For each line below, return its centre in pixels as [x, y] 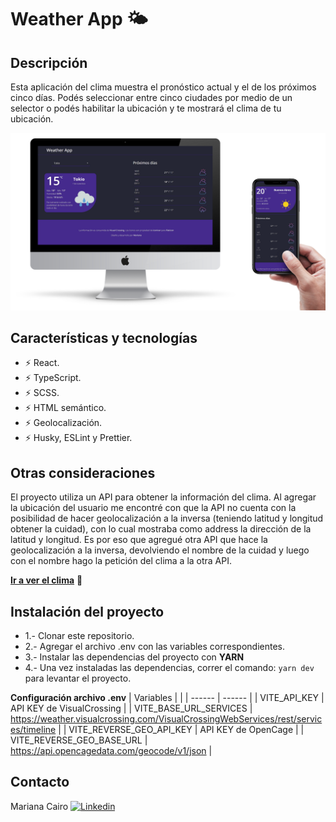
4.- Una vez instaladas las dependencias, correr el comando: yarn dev [169, 667]
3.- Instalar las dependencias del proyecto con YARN [134, 657]
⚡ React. [42, 363]
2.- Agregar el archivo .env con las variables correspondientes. [154, 646]
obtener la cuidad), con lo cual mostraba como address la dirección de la [161, 529]
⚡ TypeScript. [53, 378]
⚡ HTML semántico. [65, 408]
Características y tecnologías [104, 337]
